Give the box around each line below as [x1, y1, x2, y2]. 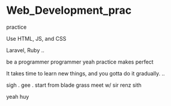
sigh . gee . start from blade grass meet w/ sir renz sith [6, 81, 142, 89]
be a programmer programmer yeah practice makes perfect [6, 58, 154, 65]
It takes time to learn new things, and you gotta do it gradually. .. [6, 69, 165, 77]
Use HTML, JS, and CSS [6, 35, 67, 42]
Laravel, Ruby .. [6, 46, 45, 54]
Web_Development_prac [6, 4, 132, 17]
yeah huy [6, 93, 29, 100]
